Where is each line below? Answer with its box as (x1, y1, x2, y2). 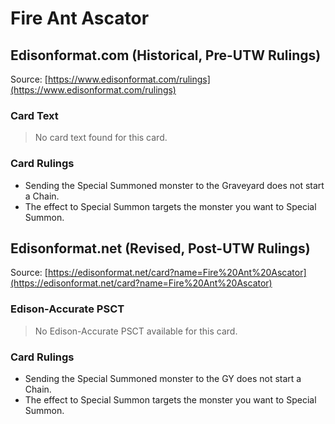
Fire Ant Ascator (10, 7, 150, 30)
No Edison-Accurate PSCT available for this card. (34, 325, 238, 337)
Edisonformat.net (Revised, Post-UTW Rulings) (10, 240, 311, 257)
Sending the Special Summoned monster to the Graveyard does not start (24, 179, 325, 191)
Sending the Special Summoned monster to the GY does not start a (24, 373, 302, 384)
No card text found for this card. (34, 132, 168, 144)
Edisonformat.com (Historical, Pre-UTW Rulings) (10, 47, 322, 64)
